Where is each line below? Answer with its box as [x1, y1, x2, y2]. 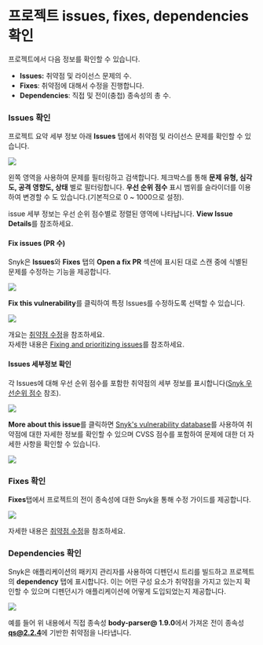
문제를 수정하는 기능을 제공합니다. [8, 267, 111, 277]
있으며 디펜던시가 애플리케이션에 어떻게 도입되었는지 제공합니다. [31, 587, 226, 596]
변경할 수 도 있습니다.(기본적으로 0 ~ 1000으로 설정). [22, 192, 184, 202]
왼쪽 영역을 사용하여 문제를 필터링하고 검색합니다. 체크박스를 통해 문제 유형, [8, 173, 239, 182]
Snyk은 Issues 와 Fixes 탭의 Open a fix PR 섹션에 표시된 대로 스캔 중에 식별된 [8, 257, 248, 267]
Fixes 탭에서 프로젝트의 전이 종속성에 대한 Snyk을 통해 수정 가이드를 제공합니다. [8, 494, 251, 504]
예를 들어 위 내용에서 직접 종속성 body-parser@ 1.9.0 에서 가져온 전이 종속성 [8, 618, 245, 628]
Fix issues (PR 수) [8, 238, 66, 247]
